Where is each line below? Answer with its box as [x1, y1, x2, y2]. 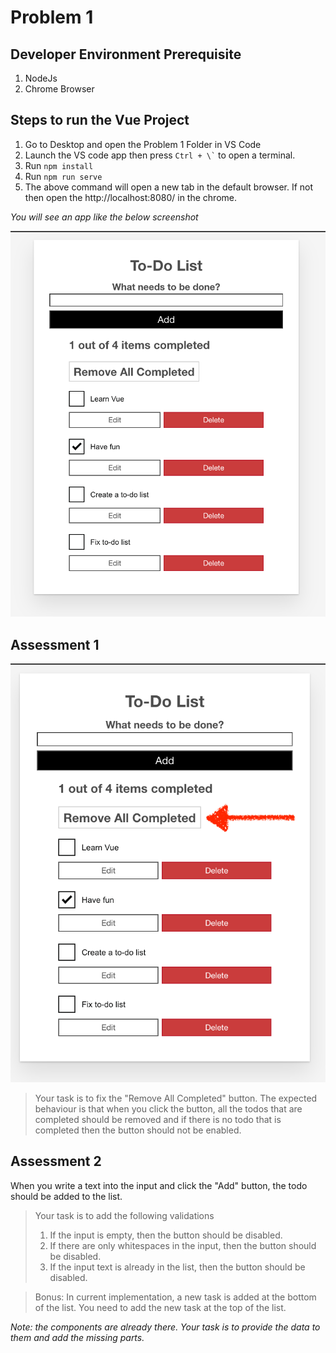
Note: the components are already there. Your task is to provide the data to [10, 1321, 321, 1333]
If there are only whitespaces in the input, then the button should [49, 1239, 317, 1251]
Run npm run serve [24, 170, 103, 182]
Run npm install [24, 159, 94, 171]
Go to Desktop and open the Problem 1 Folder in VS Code [24, 138, 262, 150]
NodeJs [24, 72, 58, 84]
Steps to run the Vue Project [10, 112, 190, 129]
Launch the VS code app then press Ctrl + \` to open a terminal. [24, 149, 296, 161]
